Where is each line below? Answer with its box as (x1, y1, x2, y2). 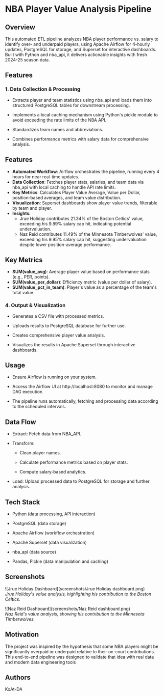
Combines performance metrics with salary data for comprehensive (12, 136, 149, 142)
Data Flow (5, 418, 36, 426)
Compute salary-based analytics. (19, 469, 87, 475)
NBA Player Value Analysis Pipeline (5, 3, 152, 15)
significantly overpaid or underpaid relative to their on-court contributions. (5, 648, 155, 654)
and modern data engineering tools (5, 659, 76, 665)
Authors (5, 673, 31, 682)
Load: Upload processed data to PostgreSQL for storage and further (12, 478, 150, 484)
